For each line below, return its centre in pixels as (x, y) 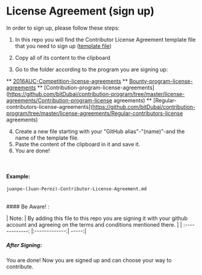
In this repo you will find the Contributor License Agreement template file (105, 39)
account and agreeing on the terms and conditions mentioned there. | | (94, 225)
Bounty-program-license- (161, 81)
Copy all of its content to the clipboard (62, 57)
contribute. (20, 267)
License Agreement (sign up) (80, 11)
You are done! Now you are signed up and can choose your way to (89, 260)
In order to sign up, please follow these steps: (63, 28)
